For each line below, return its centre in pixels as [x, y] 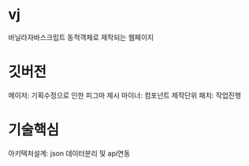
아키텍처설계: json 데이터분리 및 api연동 [69, 153]
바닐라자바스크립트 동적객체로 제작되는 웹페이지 [81, 37]
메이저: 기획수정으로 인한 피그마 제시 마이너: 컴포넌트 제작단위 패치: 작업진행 [125, 95]
